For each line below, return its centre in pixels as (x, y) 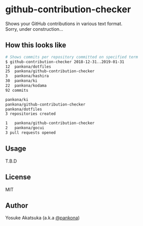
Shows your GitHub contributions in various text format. (64, 24)
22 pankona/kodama (26, 86)
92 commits (17, 90)
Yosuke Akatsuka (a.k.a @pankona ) (43, 218)
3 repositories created (31, 114)
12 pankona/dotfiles (28, 67)
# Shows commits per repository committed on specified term (72, 57)
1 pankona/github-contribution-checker (50, 123)
